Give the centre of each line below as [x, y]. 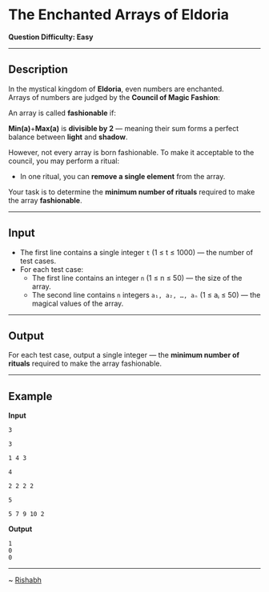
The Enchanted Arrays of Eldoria [119, 15]
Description [38, 70]
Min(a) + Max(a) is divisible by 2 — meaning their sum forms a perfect [124, 128]
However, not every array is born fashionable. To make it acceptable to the [131, 152]
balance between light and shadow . [68, 137]
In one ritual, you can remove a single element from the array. [122, 176]
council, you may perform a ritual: [64, 161]
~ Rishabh [25, 580]
